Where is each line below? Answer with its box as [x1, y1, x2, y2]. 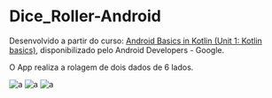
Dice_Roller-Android [9, 6, 161, 26]
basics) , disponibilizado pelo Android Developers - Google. [9, 44, 224, 55]
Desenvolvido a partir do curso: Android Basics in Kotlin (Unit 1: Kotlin [9, 35, 263, 46]
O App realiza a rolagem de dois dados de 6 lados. [9, 62, 194, 72]
